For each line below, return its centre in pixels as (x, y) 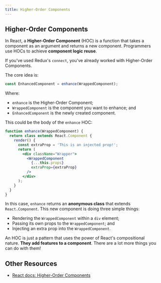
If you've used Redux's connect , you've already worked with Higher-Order (79, 61)
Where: (12, 93)
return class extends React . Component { (51, 136)
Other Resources (31, 263)
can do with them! (23, 249)
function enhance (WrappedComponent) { (44, 132)
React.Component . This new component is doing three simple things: (72, 209)
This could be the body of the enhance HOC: (49, 122)
